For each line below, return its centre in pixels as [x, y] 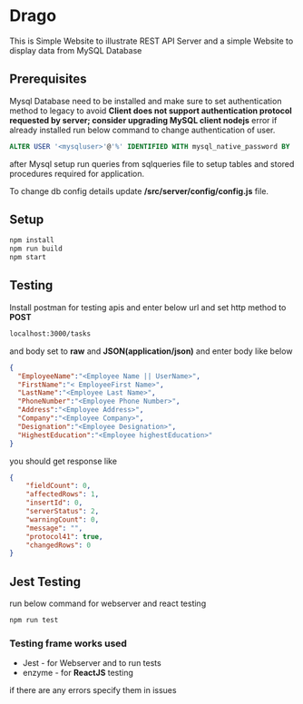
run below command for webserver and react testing [108, 603]
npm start [28, 258]
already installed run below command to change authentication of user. [142, 130]
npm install [32, 240]
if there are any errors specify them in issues [93, 690]
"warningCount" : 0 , [63, 519]
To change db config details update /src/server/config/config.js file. [139, 191]
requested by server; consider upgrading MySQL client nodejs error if [143, 120]
